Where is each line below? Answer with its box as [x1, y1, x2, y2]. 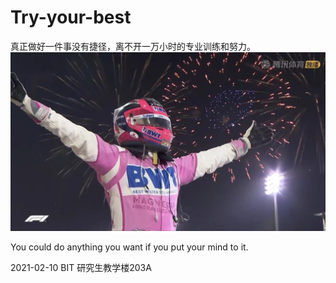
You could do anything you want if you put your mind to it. [10, 241, 249, 253]
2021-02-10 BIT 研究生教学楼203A [10, 261, 152, 273]
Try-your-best [10, 6, 132, 29]
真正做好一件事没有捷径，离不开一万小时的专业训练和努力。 [10, 40, 256, 52]
